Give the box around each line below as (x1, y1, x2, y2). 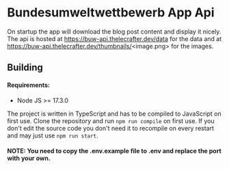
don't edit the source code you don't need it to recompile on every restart (7, 124, 214, 132)
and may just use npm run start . (7, 131, 98, 140)
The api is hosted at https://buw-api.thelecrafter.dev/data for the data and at (7, 34, 222, 42)
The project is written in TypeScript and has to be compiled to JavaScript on (7, 109, 221, 118)
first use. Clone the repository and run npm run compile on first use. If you (7, 116, 215, 125)
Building (7, 62, 43, 73)
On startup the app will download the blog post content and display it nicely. (7, 27, 221, 36)
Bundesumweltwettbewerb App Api (7, 5, 215, 21)
